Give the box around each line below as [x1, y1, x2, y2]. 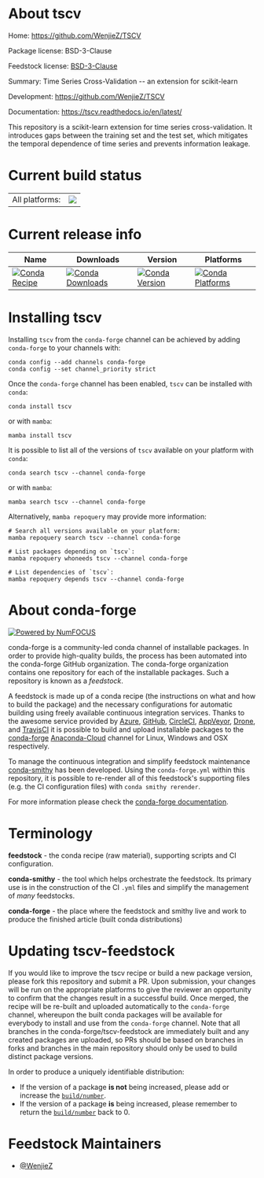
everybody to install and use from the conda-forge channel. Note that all [8, 1018, 240, 1028]
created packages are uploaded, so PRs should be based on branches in [8, 1035, 244, 1044]
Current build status [8, 167, 142, 185]
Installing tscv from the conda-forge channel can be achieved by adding [8, 334, 241, 344]
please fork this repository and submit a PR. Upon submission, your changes [8, 977, 256, 986]
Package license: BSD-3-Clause [8, 46, 112, 55]
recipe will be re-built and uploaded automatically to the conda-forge [8, 1001, 230, 1011]
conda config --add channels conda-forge [8, 358, 146, 366]
